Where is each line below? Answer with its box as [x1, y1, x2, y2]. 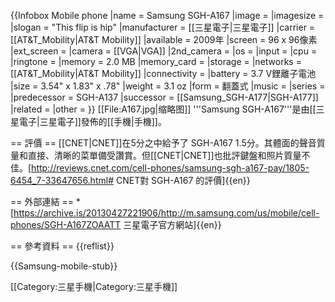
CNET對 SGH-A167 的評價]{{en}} [115, 175, 251, 186]
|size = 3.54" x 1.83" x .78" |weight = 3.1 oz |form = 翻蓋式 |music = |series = [10, 80, 326, 92]
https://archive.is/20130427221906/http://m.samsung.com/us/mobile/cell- [13, 207, 320, 219]
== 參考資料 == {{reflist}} [10, 240, 115, 252]
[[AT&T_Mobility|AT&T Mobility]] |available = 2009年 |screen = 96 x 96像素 [10, 34, 318, 45]
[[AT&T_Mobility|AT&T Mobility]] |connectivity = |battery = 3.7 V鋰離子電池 [10, 68, 317, 79]
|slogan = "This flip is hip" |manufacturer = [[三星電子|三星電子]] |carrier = [10, 21, 316, 33]
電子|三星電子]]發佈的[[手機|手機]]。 [18, 116, 167, 127]
